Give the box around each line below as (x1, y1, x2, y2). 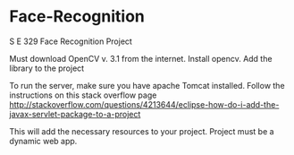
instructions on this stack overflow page (9, 90, 157, 100)
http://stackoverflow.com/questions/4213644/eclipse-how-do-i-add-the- (9, 99, 280, 109)
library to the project (9, 63, 85, 73)
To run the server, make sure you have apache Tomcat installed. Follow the (9, 80, 285, 90)
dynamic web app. (9, 135, 78, 146)
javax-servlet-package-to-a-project (9, 108, 141, 119)
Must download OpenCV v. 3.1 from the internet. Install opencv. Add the (9, 53, 273, 64)
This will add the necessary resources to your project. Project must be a (9, 125, 274, 136)
